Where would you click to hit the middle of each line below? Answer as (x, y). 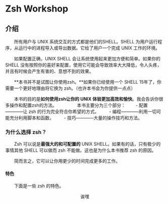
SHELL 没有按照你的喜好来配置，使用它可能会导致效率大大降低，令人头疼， (83, 65)
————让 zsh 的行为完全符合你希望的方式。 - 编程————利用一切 (81, 112)
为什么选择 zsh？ (26, 132)
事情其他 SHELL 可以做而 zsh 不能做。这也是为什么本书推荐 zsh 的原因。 (81, 150)
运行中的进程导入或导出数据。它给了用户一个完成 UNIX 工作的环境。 (89, 48)
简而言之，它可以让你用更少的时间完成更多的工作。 (67, 161)
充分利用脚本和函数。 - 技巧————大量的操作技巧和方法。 (76, 118)
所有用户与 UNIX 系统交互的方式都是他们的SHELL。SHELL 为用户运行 (86, 42)
